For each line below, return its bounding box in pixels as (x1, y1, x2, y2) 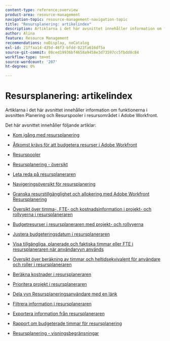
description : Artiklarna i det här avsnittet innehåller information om (5, 26, 162, 31)
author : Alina (5, 31, 35, 36)
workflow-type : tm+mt (5, 54, 51, 60)
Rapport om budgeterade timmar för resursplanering (12, 320, 122, 327)
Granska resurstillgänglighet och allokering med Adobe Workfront (12, 191, 150, 197)
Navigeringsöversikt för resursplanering (12, 181, 96, 187)
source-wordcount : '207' (5, 59, 58, 64)
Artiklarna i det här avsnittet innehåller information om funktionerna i (5, 107, 148, 113)
